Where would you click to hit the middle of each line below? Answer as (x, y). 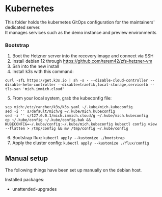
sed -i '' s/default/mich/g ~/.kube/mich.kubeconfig (60, 111)
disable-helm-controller (30, 85)
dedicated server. (23, 27)
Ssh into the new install (36, 66)
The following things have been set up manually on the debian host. (74, 170)
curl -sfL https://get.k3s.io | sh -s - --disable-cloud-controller (77, 81)
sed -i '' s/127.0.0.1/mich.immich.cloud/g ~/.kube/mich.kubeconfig (77, 116)
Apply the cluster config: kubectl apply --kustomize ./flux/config (81, 143)
